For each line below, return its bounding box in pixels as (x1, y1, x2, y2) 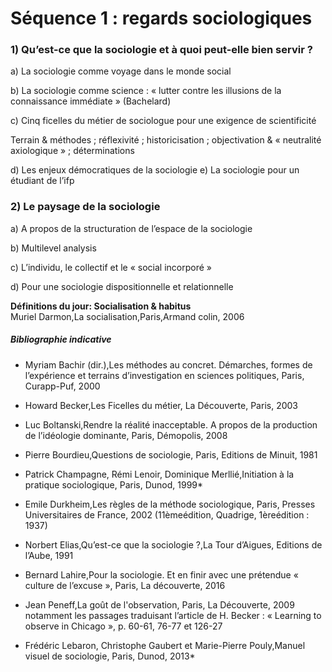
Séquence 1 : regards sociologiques (10, 7, 313, 30)
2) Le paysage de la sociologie (10, 200, 161, 214)
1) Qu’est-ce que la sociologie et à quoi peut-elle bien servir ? (10, 43, 313, 57)
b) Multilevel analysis (10, 242, 97, 254)
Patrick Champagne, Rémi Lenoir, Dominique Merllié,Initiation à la (24, 468, 295, 480)
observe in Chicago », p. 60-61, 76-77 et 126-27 (24, 620, 223, 632)
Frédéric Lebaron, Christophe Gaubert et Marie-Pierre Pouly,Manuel (24, 639, 306, 651)
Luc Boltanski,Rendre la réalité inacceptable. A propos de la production (24, 418, 318, 431)
